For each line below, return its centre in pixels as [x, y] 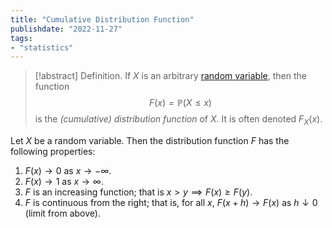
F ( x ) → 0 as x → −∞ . [68, 171]
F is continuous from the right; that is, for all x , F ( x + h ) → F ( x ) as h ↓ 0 [171, 203]
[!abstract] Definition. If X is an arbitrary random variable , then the [170, 76]
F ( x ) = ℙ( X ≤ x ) [180, 103]
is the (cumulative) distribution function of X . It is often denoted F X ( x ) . [178, 120]
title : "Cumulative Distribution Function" [102, 19]
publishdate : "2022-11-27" [66, 29]
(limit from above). [62, 213]
